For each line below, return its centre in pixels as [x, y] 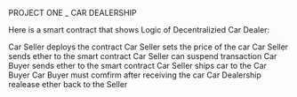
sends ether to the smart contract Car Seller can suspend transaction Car [143, 56]
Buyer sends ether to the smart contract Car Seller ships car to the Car [138, 66]
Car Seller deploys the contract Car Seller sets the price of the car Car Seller [148, 47]
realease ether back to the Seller [68, 84]
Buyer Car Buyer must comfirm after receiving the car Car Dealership [135, 75]
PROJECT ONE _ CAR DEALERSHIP [72, 13]
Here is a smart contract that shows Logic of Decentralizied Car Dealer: [139, 30]
